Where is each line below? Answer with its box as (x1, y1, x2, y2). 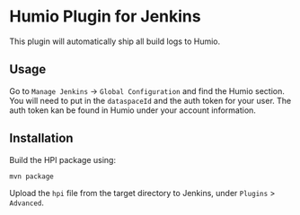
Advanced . (9, 197, 45, 208)
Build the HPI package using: (9, 154, 117, 165)
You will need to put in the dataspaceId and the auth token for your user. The (9, 95, 292, 106)
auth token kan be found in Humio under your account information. (9, 105, 256, 116)
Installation (9, 131, 74, 146)
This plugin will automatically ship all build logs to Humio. (9, 36, 221, 47)
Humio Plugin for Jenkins (9, 6, 201, 27)
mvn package (9, 172, 54, 181)
